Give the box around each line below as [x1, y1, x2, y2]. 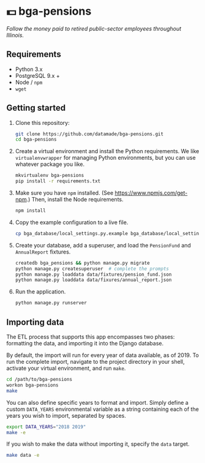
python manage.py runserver [15, 300, 87, 306]
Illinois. [6, 31, 24, 39]
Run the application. [15, 288, 66, 295]
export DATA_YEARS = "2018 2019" [6, 424, 86, 430]
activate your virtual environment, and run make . [6, 364, 126, 372]
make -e [6, 429, 26, 435]
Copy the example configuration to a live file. [15, 219, 129, 226]
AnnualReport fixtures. [15, 248, 71, 255]
